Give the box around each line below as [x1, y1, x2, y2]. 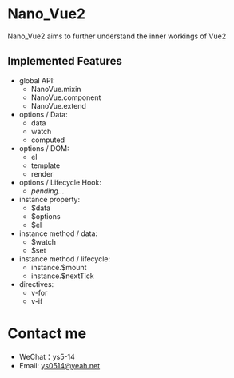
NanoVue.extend [30, 101, 87, 110]
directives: [18, 279, 54, 288]
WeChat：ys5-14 [18, 352, 75, 361]
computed [30, 135, 65, 145]
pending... [30, 185, 65, 196]
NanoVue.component [30, 93, 101, 102]
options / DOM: [18, 143, 69, 153]
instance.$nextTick [30, 271, 94, 281]
